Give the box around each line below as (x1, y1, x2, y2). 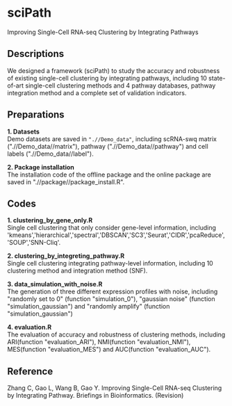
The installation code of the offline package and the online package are (7, 170, 212, 179)
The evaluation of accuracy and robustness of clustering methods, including (7, 330, 226, 339)
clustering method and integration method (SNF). (7, 266, 148, 275)
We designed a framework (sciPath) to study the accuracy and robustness (7, 66, 220, 74)
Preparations (7, 109, 65, 121)
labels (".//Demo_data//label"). (7, 149, 94, 158)
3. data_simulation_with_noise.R (7, 280, 103, 289)
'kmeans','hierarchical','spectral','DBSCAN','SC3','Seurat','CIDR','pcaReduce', (7, 231, 226, 239)
